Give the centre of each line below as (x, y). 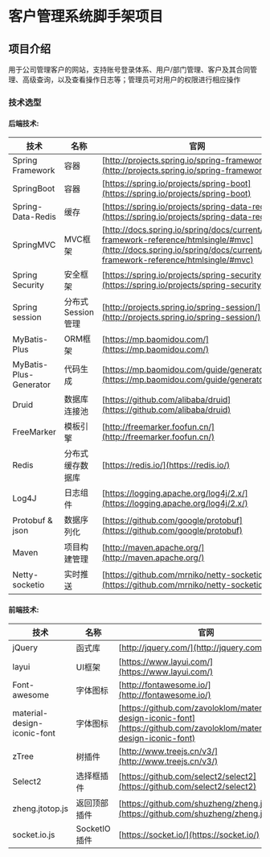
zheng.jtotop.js (40, 809)
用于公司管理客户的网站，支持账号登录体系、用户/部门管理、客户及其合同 (129, 70)
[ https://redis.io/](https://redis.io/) (166, 465)
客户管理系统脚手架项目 (86, 16)
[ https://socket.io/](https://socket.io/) (189, 835)
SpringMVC (34, 245)
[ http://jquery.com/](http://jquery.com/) (193, 648)
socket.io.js (34, 835)
